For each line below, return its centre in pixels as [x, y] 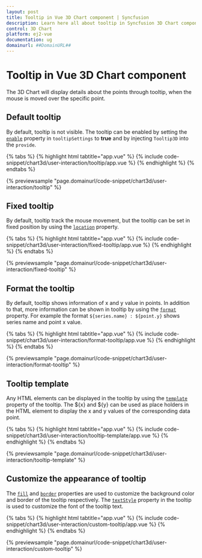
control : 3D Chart [29, 29]
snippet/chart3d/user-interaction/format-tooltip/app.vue [76, 340]
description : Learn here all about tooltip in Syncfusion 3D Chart [93, 23]
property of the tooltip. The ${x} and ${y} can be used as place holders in [98, 405]
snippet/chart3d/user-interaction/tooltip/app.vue [67, 163]
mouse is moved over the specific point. [56, 98]
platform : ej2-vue [29, 34]
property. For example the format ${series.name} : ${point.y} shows [93, 316]
